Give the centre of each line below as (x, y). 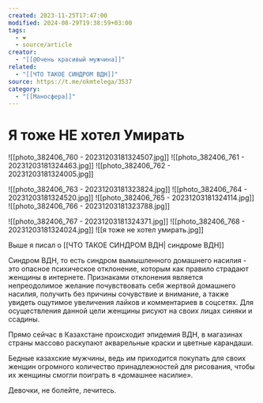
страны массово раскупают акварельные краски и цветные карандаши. (131, 343)
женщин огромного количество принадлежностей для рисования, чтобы (131, 367)
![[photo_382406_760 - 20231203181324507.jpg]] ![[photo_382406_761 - (126, 157)
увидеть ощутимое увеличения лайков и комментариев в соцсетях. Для (131, 303)
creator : (23, 52)
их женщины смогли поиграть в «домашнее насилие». (101, 375)
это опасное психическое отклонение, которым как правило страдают (128, 269)
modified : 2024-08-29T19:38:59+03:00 (70, 23)
